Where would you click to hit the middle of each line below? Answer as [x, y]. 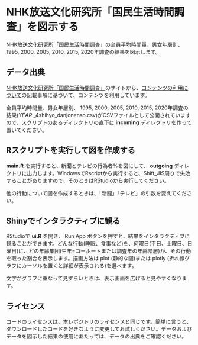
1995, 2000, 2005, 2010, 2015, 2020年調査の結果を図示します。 [83, 51]
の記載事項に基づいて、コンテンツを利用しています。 [86, 95]
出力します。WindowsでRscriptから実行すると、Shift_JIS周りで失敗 [108, 173]
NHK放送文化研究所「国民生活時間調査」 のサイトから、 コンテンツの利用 [95, 88]
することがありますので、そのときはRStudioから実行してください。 [88, 180]
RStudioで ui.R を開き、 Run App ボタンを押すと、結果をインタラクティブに [98, 236]
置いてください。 [27, 130]
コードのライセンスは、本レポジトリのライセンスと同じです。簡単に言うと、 [99, 322]
